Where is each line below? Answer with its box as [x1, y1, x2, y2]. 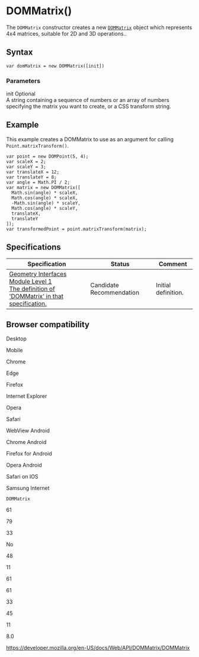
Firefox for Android [6, 450, 52, 457]
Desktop [6, 335, 27, 342]
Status [110, 260, 130, 268]
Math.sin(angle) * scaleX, [11, 190, 78, 196]
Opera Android [6, 461, 43, 469]
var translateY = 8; [6, 174, 57, 180]
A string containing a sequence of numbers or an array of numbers [6, 97, 170, 104]
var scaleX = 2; [6, 158, 46, 164]
